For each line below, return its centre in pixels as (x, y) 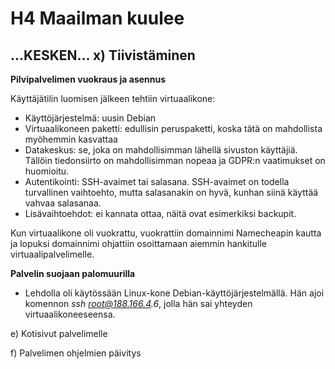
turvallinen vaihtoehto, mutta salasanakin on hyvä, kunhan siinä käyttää (171, 192)
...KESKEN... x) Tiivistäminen (103, 55)
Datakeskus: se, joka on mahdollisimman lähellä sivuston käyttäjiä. (161, 150)
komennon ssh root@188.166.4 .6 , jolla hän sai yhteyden (138, 303)
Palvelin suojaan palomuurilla (73, 273)
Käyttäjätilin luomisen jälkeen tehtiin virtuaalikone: (113, 98)
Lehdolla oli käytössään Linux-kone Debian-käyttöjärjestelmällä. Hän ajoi (174, 293)
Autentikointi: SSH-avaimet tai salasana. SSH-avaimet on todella (157, 181)
